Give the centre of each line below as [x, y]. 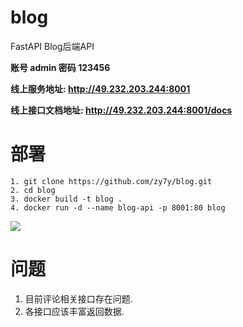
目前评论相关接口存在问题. [78, 298]
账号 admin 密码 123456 [60, 67]
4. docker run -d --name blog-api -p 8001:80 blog [118, 207]
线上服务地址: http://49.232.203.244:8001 [100, 88]
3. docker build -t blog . [66, 199]
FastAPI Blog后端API [52, 46]
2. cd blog [33, 190]
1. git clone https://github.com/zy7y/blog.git [111, 181]
